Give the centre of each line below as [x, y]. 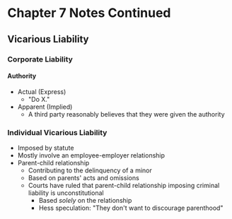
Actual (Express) [42, 91]
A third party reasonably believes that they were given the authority [126, 114]
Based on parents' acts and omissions [83, 178]
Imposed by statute [46, 148]
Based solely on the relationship [85, 200]
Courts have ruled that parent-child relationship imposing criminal [124, 185]
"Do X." [39, 99]
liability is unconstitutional [66, 193]
